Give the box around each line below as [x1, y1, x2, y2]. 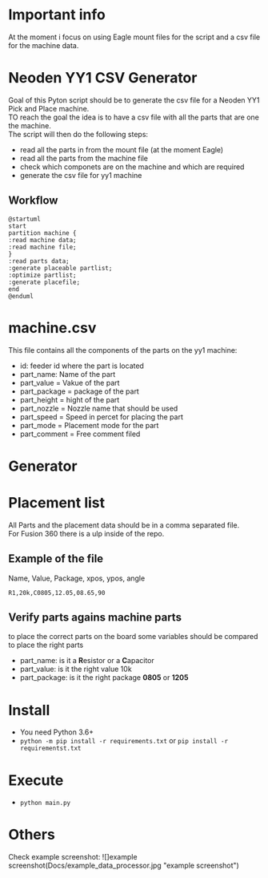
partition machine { [8, 229, 78, 237]
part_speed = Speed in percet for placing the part [19, 411, 184, 422]
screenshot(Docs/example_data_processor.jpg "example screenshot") [8, 860, 240, 871]
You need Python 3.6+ [19, 727, 94, 737]
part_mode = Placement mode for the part [19, 420, 159, 430]
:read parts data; [8, 257, 70, 265]
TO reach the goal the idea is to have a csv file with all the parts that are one [8, 112, 260, 122]
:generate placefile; [8, 278, 81, 286]
